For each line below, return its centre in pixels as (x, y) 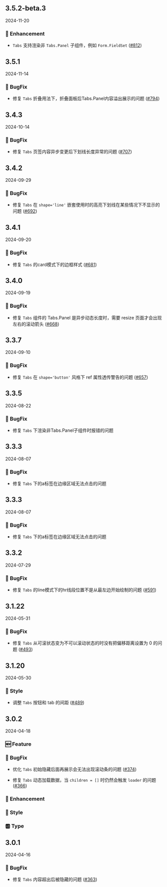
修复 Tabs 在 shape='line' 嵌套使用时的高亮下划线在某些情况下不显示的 (86, 205)
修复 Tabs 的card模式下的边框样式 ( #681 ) (54, 264)
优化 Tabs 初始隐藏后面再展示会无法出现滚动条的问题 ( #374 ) (75, 770)
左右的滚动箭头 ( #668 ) (36, 324)
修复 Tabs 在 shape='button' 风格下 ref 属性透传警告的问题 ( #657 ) (80, 377)
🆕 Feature (18, 744)
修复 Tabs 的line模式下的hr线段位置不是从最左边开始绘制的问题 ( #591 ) (84, 590)
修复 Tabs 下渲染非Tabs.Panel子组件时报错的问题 (63, 430)
